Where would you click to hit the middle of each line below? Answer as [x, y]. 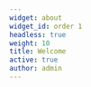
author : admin [36, 69]
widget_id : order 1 [46, 26]
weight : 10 [30, 43]
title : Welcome [38, 52]
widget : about [36, 18]
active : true [34, 60]
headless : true [38, 34]
